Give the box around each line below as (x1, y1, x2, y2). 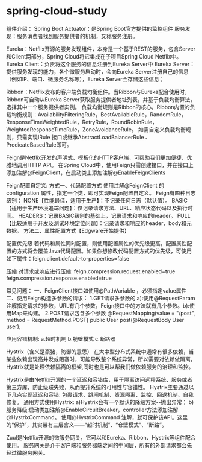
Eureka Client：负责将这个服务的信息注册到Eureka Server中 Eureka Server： (6, 60, 195, 68)
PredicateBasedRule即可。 (6, 141, 72, 148)
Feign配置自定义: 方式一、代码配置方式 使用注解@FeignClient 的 (6, 182, 164, 189)
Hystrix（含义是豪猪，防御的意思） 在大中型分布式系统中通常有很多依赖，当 (6, 348, 194, 355)
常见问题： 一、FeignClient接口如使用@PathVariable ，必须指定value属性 (6, 286, 187, 294)
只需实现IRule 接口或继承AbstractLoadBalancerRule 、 (16, 133, 151, 141)
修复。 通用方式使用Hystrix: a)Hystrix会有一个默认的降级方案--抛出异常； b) (6, 398, 194, 405)
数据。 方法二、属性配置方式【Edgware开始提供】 (6, 227, 130, 234)
